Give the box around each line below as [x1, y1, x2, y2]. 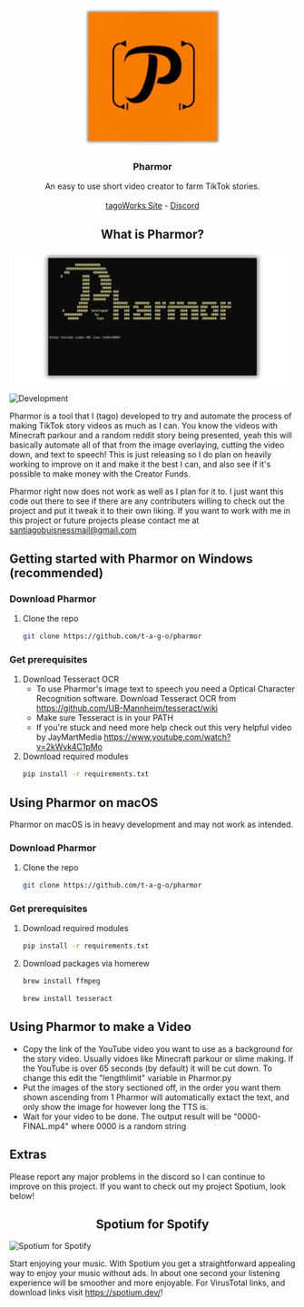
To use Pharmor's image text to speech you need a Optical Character [35, 683, 295, 694]
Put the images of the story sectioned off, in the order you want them [22, 1082, 281, 1093]
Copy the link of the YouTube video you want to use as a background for [22, 1043, 293, 1054]
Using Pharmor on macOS [9, 795, 159, 811]
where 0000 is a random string [71, 1120, 187, 1131]
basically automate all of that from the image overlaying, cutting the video [9, 439, 285, 450]
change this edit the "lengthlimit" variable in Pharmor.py [22, 1072, 232, 1083]
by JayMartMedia [35, 732, 103, 742]
